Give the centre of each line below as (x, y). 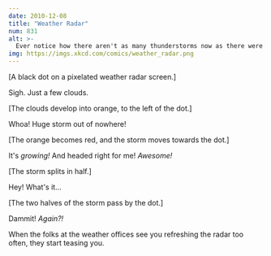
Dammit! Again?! (36, 219)
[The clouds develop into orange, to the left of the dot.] (100, 108)
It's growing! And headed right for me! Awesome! (90, 156)
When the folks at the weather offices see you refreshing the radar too (126, 234)
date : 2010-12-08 (38, 16)
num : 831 (23, 31)
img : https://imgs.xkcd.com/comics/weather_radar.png (101, 54)
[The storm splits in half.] (50, 171)
